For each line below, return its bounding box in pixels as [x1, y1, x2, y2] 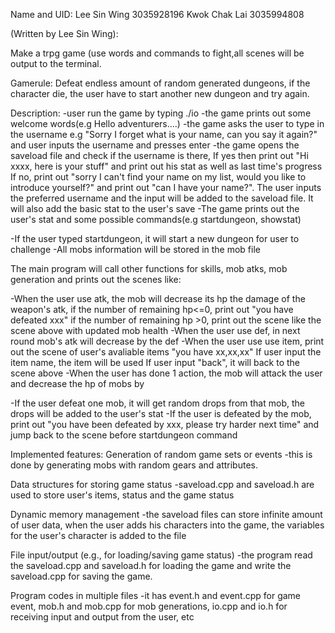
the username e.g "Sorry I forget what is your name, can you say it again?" [10, 129, 318, 140]
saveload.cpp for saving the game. [10, 570, 153, 582]
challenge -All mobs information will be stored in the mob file [10, 244, 261, 255]
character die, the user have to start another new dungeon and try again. [10, 88, 310, 99]
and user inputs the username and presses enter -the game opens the [10, 139, 300, 151]
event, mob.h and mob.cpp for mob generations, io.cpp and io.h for [10, 600, 288, 612]
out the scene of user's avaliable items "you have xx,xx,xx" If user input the [10, 346, 322, 358]
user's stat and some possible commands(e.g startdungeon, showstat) [10, 214, 302, 225]
